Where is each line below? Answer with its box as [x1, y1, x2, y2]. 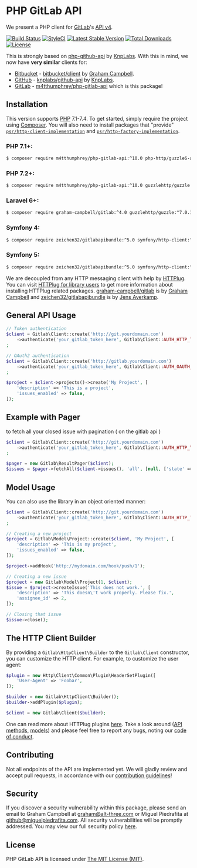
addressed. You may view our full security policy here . [6, 823, 138, 830]
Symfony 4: [6, 224, 40, 232]
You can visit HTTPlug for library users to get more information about [6, 281, 173, 288]
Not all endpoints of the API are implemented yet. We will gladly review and [6, 765, 188, 772]
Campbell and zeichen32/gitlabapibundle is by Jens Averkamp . [6, 293, 159, 300]
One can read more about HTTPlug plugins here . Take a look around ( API [6, 720, 183, 727]
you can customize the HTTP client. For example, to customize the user [6, 655, 179, 662]
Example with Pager [6, 412, 80, 423]
